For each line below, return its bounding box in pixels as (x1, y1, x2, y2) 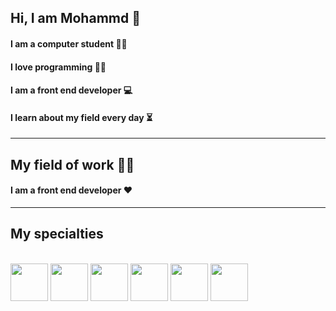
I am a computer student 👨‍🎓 (10, 37, 128, 50)
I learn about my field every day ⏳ (10, 111, 153, 123)
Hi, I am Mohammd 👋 (10, 10, 141, 27)
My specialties (10, 226, 104, 243)
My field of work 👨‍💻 (10, 156, 135, 173)
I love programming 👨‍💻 (10, 61, 107, 73)
